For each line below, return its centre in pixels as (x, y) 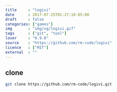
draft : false (25, 19)
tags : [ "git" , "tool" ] (36, 33)
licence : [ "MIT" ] (27, 48)
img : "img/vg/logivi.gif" (41, 29)
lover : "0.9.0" (27, 38)
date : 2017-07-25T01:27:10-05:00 (47, 15)
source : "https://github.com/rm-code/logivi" (59, 43)
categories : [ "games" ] (29, 24)
